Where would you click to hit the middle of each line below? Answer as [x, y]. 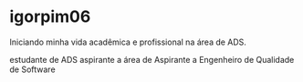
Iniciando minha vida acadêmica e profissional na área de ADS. [128, 42]
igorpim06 [50, 17]
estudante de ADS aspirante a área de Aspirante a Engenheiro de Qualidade [152, 59]
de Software [33, 69]
